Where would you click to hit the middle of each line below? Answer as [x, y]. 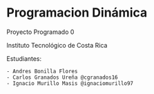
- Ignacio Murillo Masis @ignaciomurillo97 [70, 83]
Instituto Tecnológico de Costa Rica [57, 45]
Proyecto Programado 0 [40, 32]
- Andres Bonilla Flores [42, 71]
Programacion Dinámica [77, 13]
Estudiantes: [24, 58]
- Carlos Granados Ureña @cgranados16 [62, 77]
